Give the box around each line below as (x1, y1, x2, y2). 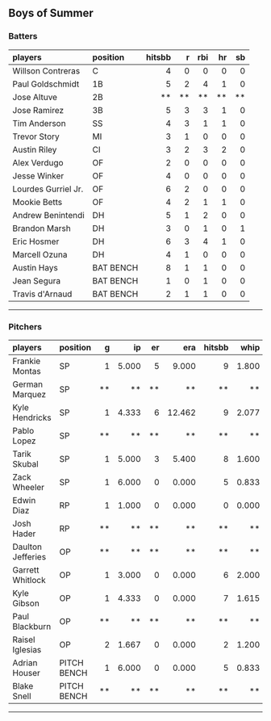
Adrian (12, 657, 38, 669)
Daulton (12, 541, 43, 552)
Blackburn (12, 621, 52, 632)
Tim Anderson (12, 117, 66, 128)
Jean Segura (12, 275, 61, 286)
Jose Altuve (12, 91, 58, 103)
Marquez (12, 388, 47, 400)
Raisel (12, 634, 35, 645)
